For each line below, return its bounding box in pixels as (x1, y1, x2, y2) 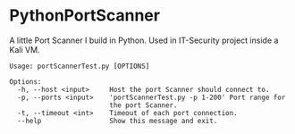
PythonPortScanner (9, 5, 161, 26)
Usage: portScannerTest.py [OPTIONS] (9, 62, 150, 71)
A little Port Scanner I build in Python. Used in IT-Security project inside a (9, 35, 279, 46)
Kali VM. (9, 44, 40, 54)
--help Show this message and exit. (17, 116, 218, 125)
